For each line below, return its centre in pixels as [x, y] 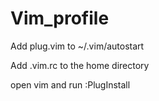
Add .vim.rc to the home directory [80, 65]
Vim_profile [60, 18]
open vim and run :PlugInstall [70, 84]
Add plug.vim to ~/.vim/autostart [77, 46]
